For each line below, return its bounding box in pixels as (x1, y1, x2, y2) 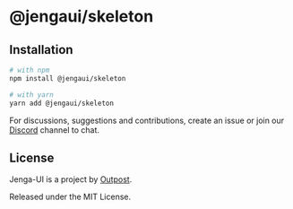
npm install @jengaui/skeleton (9, 74, 126, 83)
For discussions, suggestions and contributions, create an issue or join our (9, 115, 285, 126)
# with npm (9, 65, 50, 74)
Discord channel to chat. (9, 124, 100, 135)
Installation (9, 42, 73, 57)
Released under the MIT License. (9, 191, 132, 203)
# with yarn (9, 90, 54, 100)
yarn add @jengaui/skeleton (9, 99, 115, 108)
